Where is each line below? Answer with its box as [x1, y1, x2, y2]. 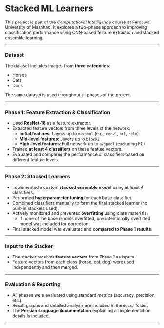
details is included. [12, 313, 50, 319]
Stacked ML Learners [5, 3, 94, 14]
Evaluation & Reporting [5, 281, 61, 288]
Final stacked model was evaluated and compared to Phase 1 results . [12, 226, 153, 232]
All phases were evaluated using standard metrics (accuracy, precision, [12, 292, 156, 298]
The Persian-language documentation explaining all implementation [12, 308, 151, 314]
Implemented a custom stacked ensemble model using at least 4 [12, 184, 144, 190]
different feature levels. [12, 156, 60, 162]
